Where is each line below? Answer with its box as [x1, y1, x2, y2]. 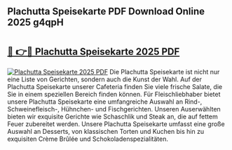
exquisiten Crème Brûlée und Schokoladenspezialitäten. [7, 135, 169, 143]
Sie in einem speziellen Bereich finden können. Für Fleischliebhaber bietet [7, 90, 221, 98]
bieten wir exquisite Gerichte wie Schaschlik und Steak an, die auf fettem [7, 112, 219, 121]
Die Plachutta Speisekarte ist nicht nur [109, 68, 220, 76]
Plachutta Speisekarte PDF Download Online [7, 6, 205, 18]
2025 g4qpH [7, 17, 64, 29]
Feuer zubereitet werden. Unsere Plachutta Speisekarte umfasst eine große [7, 120, 226, 128]
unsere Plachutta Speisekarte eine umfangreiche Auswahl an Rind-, [7, 97, 203, 106]
